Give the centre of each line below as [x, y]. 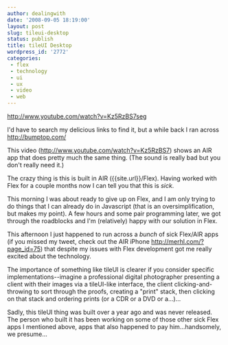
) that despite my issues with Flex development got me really [126, 249]
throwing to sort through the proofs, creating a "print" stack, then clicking [111, 291]
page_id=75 [24, 249]
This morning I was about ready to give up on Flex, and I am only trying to [111, 199]
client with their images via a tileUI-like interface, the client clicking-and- [110, 284]
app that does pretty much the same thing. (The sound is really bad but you [114, 158]
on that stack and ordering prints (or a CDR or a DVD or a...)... [94, 299]
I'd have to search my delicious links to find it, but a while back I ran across [113, 129]
